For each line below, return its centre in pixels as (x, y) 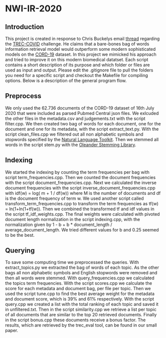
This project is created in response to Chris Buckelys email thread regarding (83, 38)
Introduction (25, 27)
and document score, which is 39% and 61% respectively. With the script (80, 299)
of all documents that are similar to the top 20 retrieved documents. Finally (81, 315)
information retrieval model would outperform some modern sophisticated (81, 49)
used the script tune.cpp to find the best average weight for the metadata (80, 294)
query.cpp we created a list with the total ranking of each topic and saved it (82, 304)
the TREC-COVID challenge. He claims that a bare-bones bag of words (77, 44)
